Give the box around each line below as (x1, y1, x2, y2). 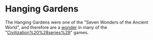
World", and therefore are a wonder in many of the (5, 24, 108, 30)
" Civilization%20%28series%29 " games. (5, 29, 89, 35)
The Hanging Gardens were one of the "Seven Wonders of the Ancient (5, 19, 149, 25)
